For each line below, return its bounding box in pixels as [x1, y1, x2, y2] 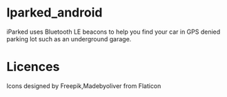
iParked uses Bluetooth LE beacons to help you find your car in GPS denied [6, 28, 221, 36]
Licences [6, 59, 60, 75]
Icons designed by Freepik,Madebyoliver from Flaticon [6, 81, 161, 90]
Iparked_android [6, 5, 103, 21]
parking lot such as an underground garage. [6, 34, 132, 43]
